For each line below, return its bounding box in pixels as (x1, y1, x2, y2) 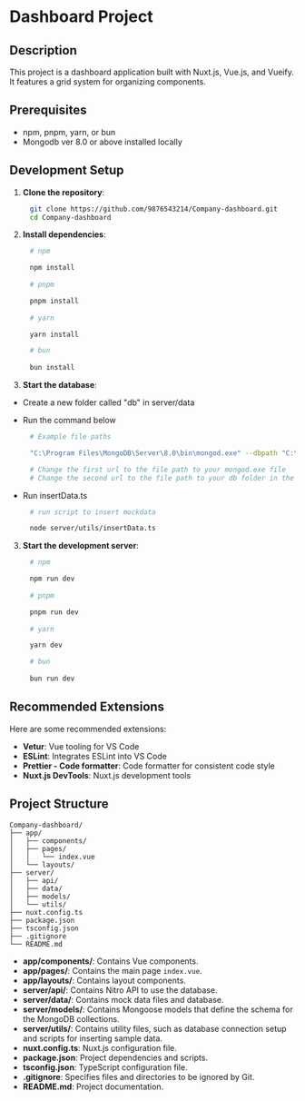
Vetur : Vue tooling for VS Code (22, 740, 140, 751)
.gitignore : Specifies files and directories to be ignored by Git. (22, 1071, 255, 1082)
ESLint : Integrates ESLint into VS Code (22, 750, 168, 761)
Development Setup (9, 163, 124, 178)
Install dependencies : (22, 229, 106, 240)
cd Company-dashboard (29, 213, 112, 222)
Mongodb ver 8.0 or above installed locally (22, 136, 183, 147)
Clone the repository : (22, 186, 105, 197)
